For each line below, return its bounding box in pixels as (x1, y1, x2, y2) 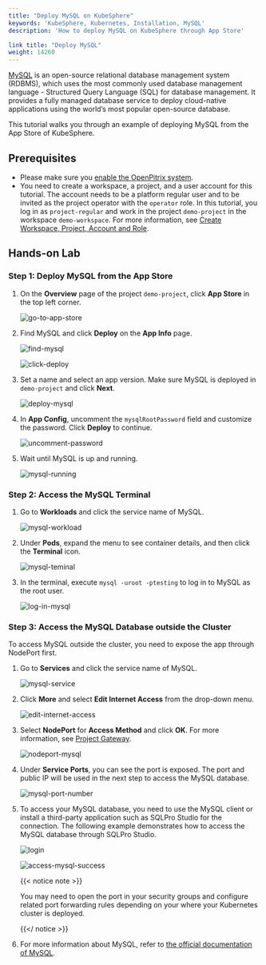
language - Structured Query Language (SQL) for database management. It (8, 87, 256, 97)
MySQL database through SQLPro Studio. (19, 830, 157, 840)
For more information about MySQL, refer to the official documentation (19, 939, 253, 949)
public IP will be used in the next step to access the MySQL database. (19, 773, 250, 783)
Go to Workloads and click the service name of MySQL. (19, 506, 204, 516)
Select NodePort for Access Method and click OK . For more (19, 725, 220, 735)
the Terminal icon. (19, 546, 81, 556)
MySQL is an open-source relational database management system (8, 70, 230, 80)
